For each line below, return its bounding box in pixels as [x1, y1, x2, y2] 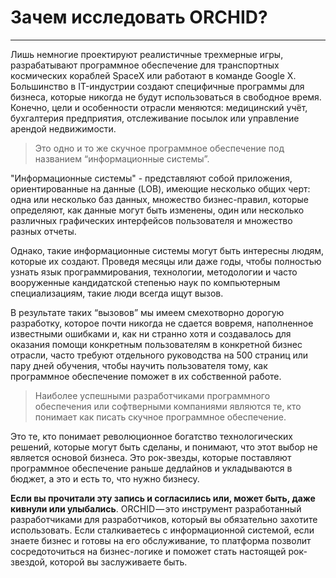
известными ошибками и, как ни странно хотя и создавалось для [10, 327, 292, 340]
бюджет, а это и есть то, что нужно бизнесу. [10, 472, 200, 485]
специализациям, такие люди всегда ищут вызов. [10, 287, 224, 299]
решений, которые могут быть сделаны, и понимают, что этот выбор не [10, 441, 318, 453]
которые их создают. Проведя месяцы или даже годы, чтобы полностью [10, 255, 322, 267]
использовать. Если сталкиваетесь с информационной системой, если [10, 524, 315, 536]
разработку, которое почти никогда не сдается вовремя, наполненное [10, 317, 314, 329]
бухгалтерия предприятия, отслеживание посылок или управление [10, 112, 300, 124]
